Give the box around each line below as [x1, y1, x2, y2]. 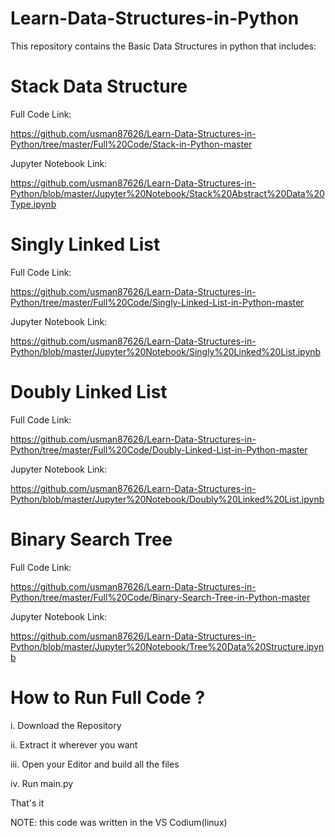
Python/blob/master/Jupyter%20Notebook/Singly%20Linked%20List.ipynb [10, 345, 322, 357]
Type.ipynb [10, 198, 57, 210]
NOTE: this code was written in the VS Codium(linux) [10, 816, 228, 828]
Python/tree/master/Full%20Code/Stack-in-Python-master [10, 138, 253, 150]
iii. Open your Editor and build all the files [10, 758, 180, 770]
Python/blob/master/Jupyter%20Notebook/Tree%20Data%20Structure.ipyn [10, 640, 325, 652]
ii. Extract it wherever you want [10, 738, 138, 751]
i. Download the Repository [10, 719, 122, 731]
